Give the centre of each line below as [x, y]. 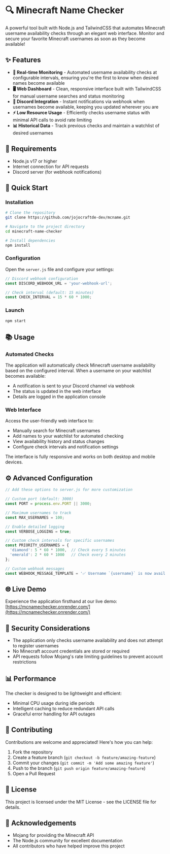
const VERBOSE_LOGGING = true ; [38, 532]
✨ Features [23, 60]
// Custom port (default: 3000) [39, 499]
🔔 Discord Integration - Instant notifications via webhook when [79, 101]
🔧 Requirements [31, 149]
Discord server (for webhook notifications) [57, 172]
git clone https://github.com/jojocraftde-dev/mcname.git [68, 218]
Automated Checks [30, 354]
